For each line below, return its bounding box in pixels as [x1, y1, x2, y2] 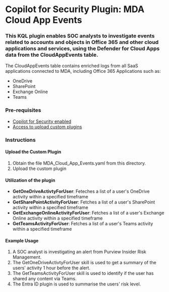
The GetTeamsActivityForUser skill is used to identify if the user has [12, 270, 154, 276]
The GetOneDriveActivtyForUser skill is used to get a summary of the [12, 260, 156, 266]
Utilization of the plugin [5, 177, 55, 183]
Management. [12, 254, 42, 260]
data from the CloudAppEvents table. [5, 52, 98, 59]
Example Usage [5, 237, 39, 243]
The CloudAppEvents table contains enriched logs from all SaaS [5, 63, 138, 69]
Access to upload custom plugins [12, 123, 82, 130]
